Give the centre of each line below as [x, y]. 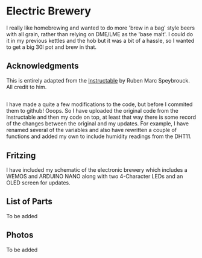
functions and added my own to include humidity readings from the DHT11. [99, 136]
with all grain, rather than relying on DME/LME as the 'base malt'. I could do [100, 34]
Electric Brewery [49, 11]
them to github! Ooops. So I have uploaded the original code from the [93, 111]
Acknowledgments [43, 66]
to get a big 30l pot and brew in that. [52, 47]
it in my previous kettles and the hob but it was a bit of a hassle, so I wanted [100, 40]
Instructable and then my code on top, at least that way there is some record [101, 117]
